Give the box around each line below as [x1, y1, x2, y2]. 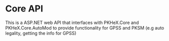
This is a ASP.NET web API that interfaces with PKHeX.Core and [5, 19, 139, 25]
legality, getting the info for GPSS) [5, 30, 77, 36]
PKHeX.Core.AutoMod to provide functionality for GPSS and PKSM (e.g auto [5, 24, 164, 30]
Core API [5, 3, 43, 14]
